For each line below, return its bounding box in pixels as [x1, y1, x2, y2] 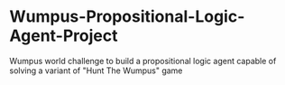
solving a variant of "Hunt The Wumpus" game [9, 65, 183, 76]
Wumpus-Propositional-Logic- [9, 6, 245, 27]
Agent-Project [9, 25, 118, 46]
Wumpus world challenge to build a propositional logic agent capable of [9, 55, 277, 66]
